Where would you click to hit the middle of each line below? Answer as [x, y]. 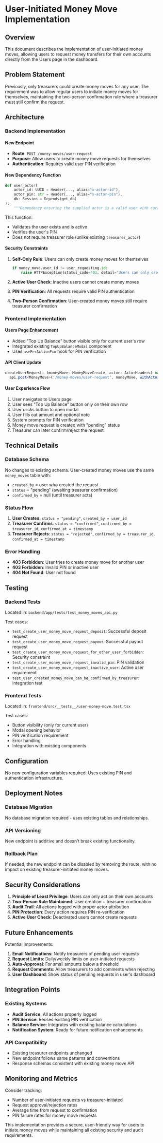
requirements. [19, 1135]
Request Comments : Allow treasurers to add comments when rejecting [83, 969]
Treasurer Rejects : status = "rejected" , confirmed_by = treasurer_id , [83, 534]
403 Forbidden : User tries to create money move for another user [78, 562]
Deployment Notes [34, 793]
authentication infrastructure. [34, 778]
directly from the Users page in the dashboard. [52, 59]
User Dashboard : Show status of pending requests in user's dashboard [83, 974]
